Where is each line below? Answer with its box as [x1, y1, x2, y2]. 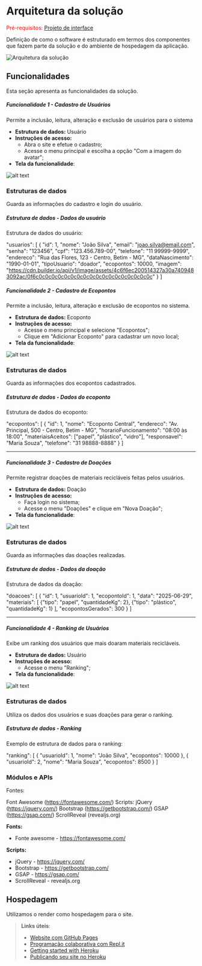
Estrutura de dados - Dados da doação [6, 566, 106, 573]
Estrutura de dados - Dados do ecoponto [6, 393, 111, 400]
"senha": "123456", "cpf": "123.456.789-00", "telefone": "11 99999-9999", [6, 247, 190, 254]
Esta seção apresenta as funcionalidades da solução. [6, 87, 138, 95]
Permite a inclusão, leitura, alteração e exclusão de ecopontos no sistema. [6, 302, 191, 309]
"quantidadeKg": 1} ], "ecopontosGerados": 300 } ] [6, 605, 132, 612]
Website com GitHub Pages [29, 933, 98, 941]
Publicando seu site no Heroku [29, 953, 106, 960]
